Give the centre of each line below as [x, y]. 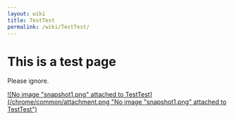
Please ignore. [28, 81]
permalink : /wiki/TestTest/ [49, 27]
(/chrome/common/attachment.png [58, 102]
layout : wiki [26, 14]
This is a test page [62, 61]
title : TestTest [31, 20]
